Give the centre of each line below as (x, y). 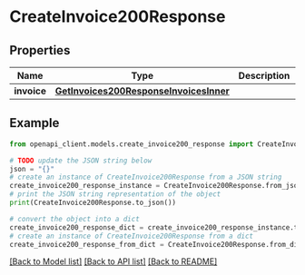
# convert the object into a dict (75, 219)
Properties (40, 50)
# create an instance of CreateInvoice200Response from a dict (132, 236)
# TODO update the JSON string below (81, 161)
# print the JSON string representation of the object (115, 194)
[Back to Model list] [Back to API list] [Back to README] (113, 261)
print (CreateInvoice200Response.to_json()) (93, 203)
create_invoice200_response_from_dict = (87, 244)
